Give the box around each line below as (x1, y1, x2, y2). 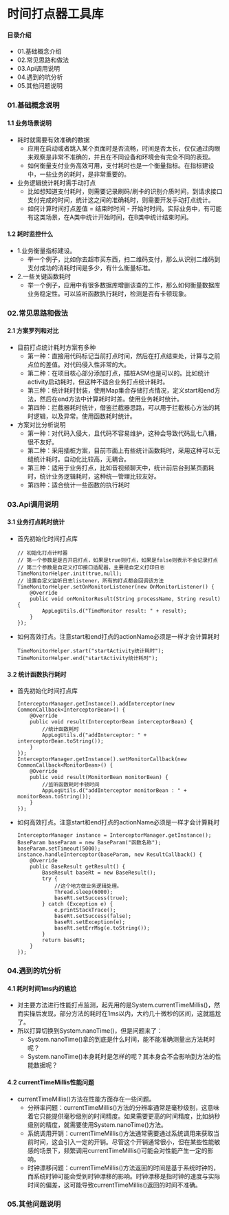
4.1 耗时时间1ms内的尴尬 (7, 984, 77, 992)
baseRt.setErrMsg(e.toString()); (54, 925, 150, 932)
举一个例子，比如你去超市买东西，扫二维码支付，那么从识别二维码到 (27, 255, 221, 263)
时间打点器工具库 (7, 6, 105, 22)
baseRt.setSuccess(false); (54, 912, 132, 920)
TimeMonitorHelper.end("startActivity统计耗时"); (17, 655, 158, 661)
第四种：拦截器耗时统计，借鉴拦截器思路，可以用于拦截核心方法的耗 (27, 403, 221, 411)
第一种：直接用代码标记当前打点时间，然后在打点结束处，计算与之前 (27, 351, 221, 360)
